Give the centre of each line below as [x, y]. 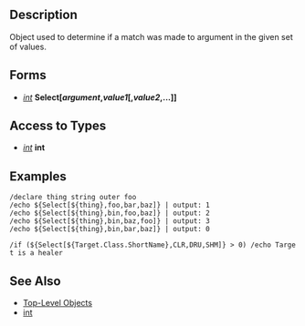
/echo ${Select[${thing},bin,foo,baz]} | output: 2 [110, 213]
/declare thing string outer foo [73, 198]
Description [43, 15]
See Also [35, 281]
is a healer [41, 253]
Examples [38, 176]
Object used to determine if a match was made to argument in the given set [152, 36]
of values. [28, 46]
